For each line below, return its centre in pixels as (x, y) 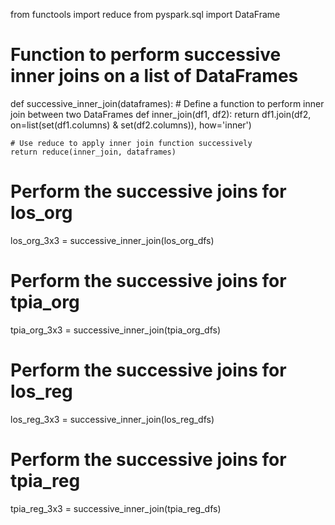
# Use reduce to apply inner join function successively (131, 143)
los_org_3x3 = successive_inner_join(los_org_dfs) (112, 240)
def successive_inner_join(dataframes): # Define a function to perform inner (167, 103)
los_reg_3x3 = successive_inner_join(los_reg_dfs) (112, 419)
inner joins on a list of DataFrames (154, 76)
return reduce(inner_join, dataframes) (93, 152)
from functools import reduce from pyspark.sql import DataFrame (145, 14)
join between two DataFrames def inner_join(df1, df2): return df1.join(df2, (161, 114)
